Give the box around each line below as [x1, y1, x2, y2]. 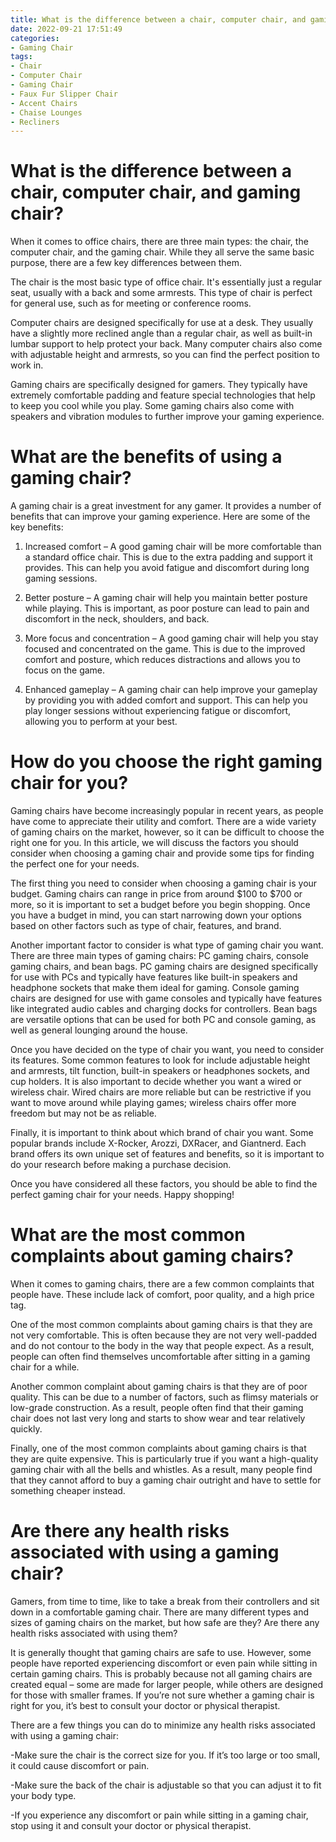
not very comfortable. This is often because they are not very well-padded [10, 1329, 318, 1341]
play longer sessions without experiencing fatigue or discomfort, [24, 705, 292, 717]
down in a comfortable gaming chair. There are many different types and [10, 1606, 310, 1618]
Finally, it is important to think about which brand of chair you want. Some [10, 1127, 314, 1139]
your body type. [10, 1789, 77, 1801]
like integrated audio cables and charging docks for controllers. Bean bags [10, 1003, 318, 1015]
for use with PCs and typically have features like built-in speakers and [10, 971, 298, 983]
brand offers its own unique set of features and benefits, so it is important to [10, 1148, 325, 1160]
